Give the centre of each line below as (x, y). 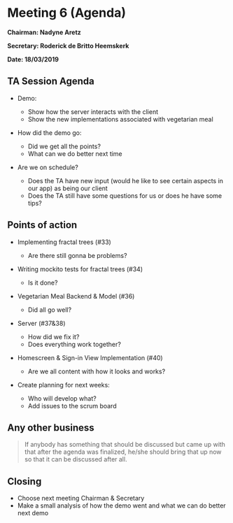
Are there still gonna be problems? (77, 255)
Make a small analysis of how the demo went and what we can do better (121, 506)
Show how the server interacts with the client (93, 112)
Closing (24, 481)
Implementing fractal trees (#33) (64, 242)
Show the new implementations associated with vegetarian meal (120, 119)
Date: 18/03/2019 (33, 59)
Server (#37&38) (41, 323)
